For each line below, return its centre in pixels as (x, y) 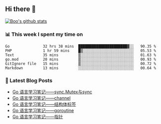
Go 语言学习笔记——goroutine (43, 111)
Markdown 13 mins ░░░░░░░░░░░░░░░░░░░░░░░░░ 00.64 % (80, 68)
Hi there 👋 (21, 9)
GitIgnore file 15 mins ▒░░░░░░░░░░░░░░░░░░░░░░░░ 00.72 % (80, 64)
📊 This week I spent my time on (44, 34)
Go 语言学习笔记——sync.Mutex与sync (52, 92)
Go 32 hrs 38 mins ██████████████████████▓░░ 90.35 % (80, 47)
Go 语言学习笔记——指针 (38, 117)
